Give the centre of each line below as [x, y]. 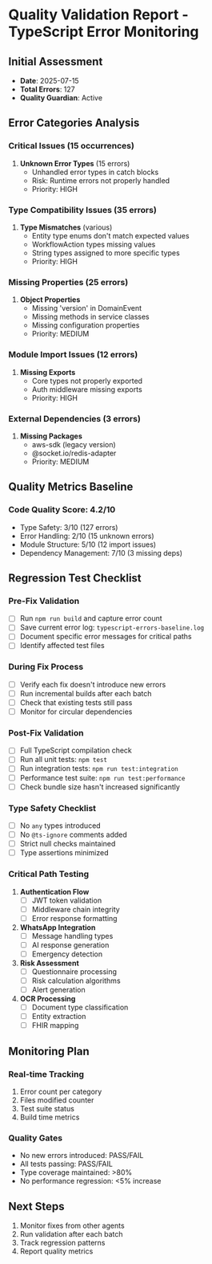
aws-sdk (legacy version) [74, 444]
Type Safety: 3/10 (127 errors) [69, 527]
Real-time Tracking [46, 1074]
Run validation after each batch [71, 1234]
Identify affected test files [62, 646]
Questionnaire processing [74, 971]
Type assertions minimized [64, 853]
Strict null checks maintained [68, 844]
